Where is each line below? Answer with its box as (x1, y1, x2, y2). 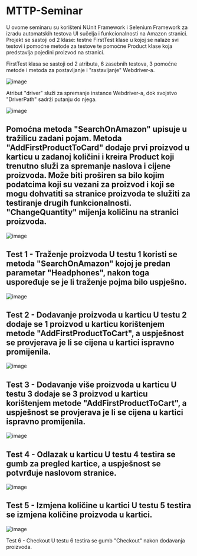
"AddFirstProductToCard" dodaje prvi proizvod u (6, 143, 190, 153)
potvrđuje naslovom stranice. (6, 468, 117, 478)
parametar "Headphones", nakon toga (6, 268, 149, 278)
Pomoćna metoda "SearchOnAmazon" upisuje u (6, 124, 188, 134)
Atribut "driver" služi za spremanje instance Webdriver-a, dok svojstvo (6, 89, 178, 96)
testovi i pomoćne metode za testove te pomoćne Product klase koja (6, 43, 173, 50)
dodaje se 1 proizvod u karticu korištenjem (6, 319, 165, 329)
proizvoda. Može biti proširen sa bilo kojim (6, 170, 165, 181)
